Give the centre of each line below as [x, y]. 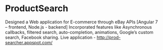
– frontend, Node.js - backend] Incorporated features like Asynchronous [79, 27]
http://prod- [109, 37]
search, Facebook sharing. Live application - [50, 37]
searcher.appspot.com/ [29, 42]
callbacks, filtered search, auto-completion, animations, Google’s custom [79, 32]
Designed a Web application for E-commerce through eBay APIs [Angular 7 [81, 22]
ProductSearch [37, 8]
